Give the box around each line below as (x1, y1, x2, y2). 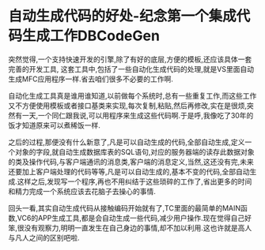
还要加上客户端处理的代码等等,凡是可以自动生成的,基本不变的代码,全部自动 (8, 166, 251, 176)
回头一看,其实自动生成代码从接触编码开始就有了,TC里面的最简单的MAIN (8, 203, 241, 213)
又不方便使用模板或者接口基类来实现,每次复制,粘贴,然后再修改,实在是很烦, (8, 100, 248, 110)
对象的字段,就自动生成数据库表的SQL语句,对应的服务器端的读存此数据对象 (14, 147, 255, 156)
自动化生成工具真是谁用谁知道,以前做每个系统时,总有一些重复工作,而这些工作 (8, 91, 257, 100)
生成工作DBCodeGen (22, 27, 161, 45)
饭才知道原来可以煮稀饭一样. (8, 120, 101, 130)
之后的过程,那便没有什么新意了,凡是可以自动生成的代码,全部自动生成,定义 (8, 137, 245, 147)
